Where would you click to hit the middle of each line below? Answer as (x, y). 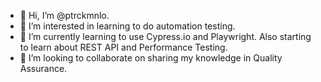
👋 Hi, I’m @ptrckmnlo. (64, 15)
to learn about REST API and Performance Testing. (123, 47)
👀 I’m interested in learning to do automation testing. (127, 26)
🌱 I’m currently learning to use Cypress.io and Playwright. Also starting (165, 36)
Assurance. (43, 68)
